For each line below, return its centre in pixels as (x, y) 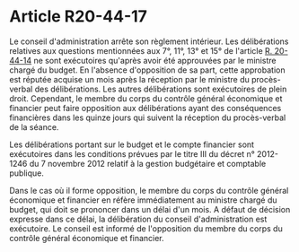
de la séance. (34, 126)
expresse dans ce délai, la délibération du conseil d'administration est (138, 219)
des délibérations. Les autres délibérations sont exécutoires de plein (161, 89)
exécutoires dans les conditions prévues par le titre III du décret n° (132, 153)
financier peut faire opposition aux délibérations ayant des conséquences (145, 108)
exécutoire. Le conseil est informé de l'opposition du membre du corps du (146, 228)
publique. (27, 173)
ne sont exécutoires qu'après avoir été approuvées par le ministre (155, 60)
